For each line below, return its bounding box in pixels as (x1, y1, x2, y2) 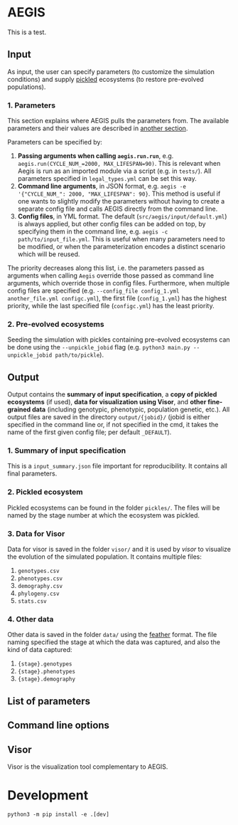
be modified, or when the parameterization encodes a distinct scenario (17, 243, 226, 251)
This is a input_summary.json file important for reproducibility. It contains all (7, 462, 227, 471)
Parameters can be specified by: (7, 138, 103, 147)
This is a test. (7, 28, 47, 36)
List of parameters (7, 695, 91, 707)
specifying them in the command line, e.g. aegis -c (17, 227, 168, 236)
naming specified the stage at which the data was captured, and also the (7, 638, 220, 646)
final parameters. (7, 469, 58, 478)
